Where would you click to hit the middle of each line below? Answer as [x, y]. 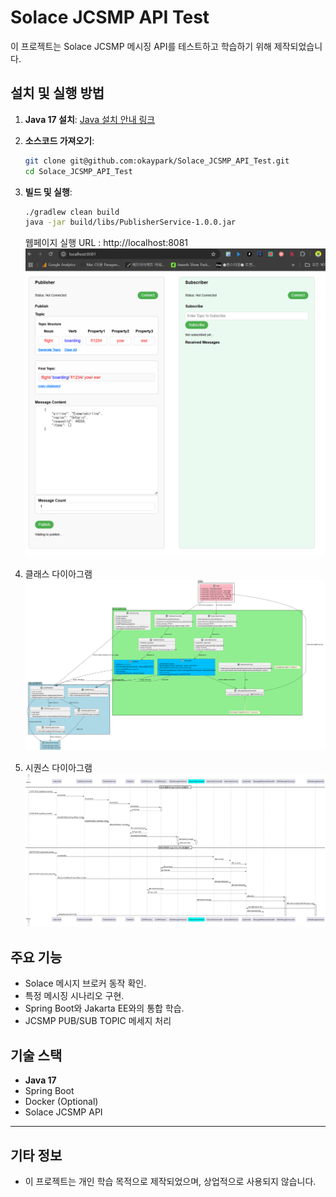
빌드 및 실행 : [48, 192]
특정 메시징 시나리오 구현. [74, 996]
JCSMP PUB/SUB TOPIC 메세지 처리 [98, 1021]
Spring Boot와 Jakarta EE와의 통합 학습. [104, 1008]
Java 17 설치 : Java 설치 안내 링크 [90, 119]
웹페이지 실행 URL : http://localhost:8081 [106, 243]
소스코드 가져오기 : [59, 140]
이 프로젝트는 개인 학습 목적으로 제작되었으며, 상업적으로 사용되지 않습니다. [170, 1182]
